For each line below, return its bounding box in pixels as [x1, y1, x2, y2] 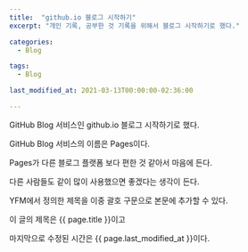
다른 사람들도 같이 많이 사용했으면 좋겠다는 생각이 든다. [9, 175, 200, 187]
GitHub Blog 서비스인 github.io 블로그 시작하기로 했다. [9, 119, 200, 130]
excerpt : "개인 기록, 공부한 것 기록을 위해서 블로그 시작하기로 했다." [9, 21, 240, 30]
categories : [9, 37, 54, 46]
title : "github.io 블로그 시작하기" [9, 12, 136, 22]
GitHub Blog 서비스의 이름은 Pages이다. [9, 138, 150, 149]
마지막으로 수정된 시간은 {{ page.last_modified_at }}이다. [9, 232, 211, 243]
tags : [9, 61, 29, 71]
